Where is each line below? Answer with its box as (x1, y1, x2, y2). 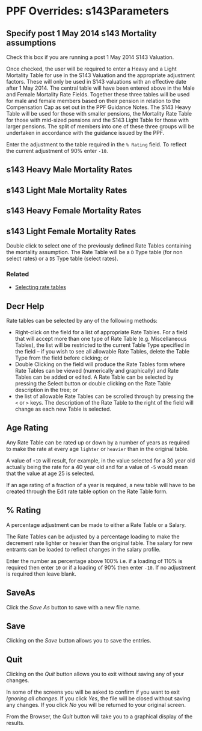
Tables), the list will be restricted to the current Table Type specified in (14, 341, 190, 349)
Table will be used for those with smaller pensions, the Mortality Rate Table (6, 110, 192, 117)
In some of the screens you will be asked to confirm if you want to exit (6, 688, 180, 696)
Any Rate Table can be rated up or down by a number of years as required (6, 438, 190, 446)
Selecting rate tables (14, 284, 66, 291)
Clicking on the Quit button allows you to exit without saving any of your (6, 670, 185, 678)
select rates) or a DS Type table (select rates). (6, 255, 118, 262)
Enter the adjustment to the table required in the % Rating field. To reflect (6, 141, 187, 148)
